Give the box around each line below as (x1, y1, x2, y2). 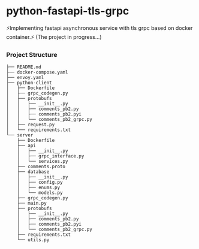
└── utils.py (17, 237, 50, 243)
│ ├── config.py (17, 180, 63, 186)
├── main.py (17, 201, 47, 207)
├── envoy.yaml (6, 75, 44, 81)
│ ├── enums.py (17, 184, 61, 191)
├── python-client (6, 80, 52, 86)
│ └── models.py (17, 190, 63, 196)
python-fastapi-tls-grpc (6, 4, 129, 18)
